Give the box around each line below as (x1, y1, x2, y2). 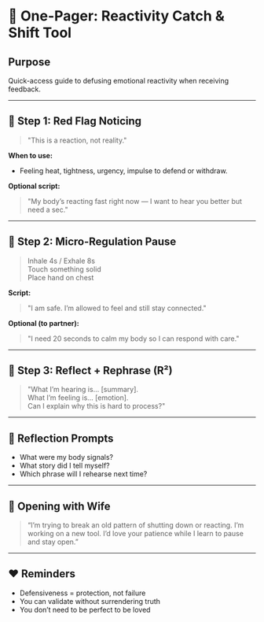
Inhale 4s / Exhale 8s (27, 256, 96, 265)
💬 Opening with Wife (8, 499, 111, 513)
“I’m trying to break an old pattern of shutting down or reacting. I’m (27, 520, 244, 530)
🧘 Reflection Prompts (8, 431, 114, 445)
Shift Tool (8, 24, 72, 42)
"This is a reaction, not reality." (27, 135, 127, 145)
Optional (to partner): (8, 318, 80, 328)
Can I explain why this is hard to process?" (27, 402, 166, 411)
